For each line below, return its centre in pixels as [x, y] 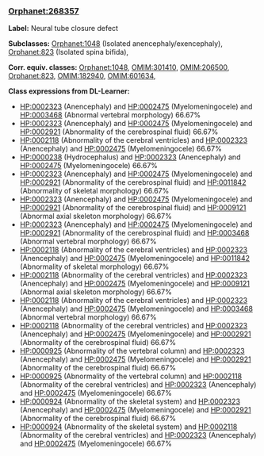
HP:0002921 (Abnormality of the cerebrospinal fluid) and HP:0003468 [134, 233]
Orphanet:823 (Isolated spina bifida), [69, 52]
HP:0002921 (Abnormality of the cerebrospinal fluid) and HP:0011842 [133, 182]
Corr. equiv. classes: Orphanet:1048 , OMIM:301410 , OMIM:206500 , [119, 67]
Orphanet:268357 [44, 11]
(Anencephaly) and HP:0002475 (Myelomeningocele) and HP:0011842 [135, 259]
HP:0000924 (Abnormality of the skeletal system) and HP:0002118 [128, 427]
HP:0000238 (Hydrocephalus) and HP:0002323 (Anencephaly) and [130, 157]
